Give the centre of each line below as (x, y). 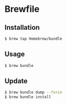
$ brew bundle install (28, 97)
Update (16, 81)
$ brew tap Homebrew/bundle (33, 39)
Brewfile (22, 9)
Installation (22, 27)
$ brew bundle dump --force (33, 93)
